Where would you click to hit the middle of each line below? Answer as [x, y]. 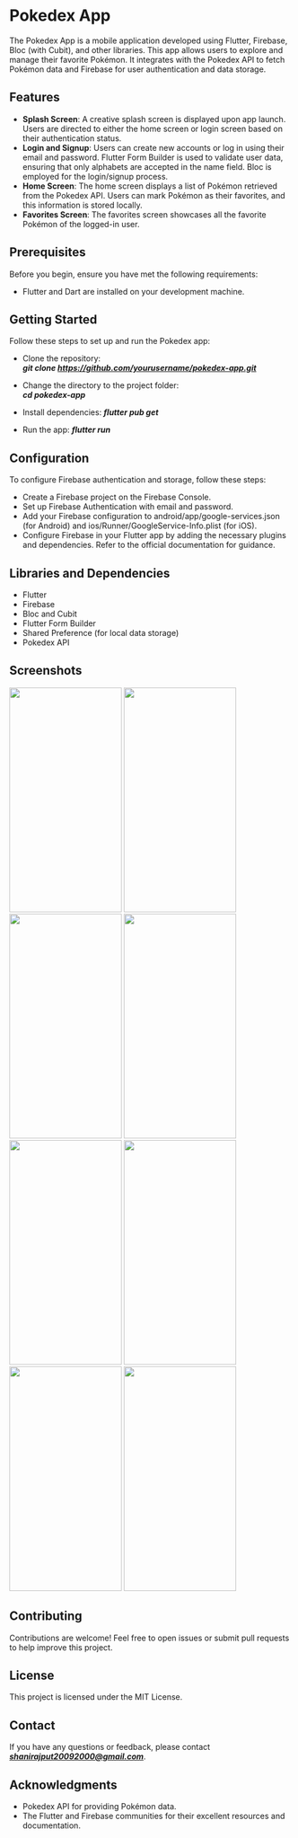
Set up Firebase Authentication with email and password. [127, 507]
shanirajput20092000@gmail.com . [78, 1756]
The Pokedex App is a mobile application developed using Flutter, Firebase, [149, 40]
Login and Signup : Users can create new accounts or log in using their [153, 147]
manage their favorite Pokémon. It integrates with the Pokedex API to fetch [147, 59]
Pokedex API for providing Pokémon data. [99, 1807]
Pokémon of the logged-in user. [81, 224]
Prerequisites [48, 252]
